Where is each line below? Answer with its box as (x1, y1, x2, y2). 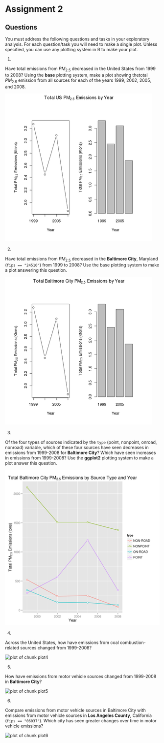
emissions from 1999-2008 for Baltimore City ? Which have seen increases (5, 450, 156, 456)
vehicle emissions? (5, 723, 44, 729)
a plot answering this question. (5, 267, 67, 273)
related (5, 645, 20, 651)
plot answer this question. (5, 460, 57, 466)
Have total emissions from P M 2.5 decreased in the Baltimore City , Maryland (5, 256, 158, 263)
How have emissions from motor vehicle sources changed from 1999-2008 (5, 674, 157, 679)
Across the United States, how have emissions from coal (5, 640, 119, 646)
